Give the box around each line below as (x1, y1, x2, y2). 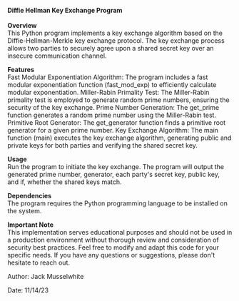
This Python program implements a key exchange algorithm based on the (7, 29, 223, 37)
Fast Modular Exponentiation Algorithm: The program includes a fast (7, 73, 208, 81)
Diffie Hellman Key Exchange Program (7, 6, 123, 14)
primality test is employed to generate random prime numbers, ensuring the (7, 96, 230, 104)
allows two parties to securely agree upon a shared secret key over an (7, 44, 214, 52)
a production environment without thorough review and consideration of (7, 235, 219, 244)
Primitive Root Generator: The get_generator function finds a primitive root (7, 118, 226, 127)
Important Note (7, 220, 54, 229)
